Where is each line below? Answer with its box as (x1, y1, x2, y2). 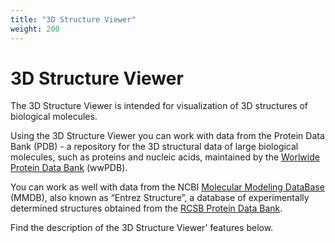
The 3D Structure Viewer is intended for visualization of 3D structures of (10, 100, 309, 112)
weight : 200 (10, 24, 60, 34)
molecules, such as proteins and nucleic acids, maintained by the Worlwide (10, 151, 320, 163)
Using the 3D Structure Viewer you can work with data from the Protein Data (10, 130, 325, 142)
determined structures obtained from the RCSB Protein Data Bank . (10, 202, 283, 215)
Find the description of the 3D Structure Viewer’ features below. (10, 222, 274, 234)
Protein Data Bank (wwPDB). (10, 162, 128, 174)
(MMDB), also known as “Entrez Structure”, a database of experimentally (10, 192, 310, 204)
